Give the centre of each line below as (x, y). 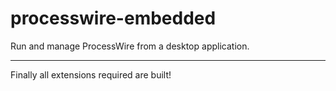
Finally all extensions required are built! (91, 74)
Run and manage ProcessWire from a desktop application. (130, 46)
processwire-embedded (113, 18)
